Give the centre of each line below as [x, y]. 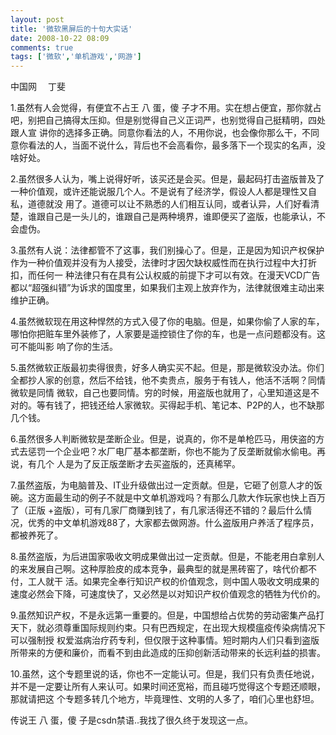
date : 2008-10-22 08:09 [60, 38]
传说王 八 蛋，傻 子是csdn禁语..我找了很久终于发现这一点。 [132, 720]
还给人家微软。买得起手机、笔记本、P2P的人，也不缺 [207, 405]
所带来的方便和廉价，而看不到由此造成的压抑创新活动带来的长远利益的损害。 [168, 653]
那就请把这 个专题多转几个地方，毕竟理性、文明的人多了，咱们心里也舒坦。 [165, 699]
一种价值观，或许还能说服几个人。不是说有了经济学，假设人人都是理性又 [159, 192]
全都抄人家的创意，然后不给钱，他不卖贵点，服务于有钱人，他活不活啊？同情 [168, 380]
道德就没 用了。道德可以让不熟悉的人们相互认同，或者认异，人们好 [164, 204]
